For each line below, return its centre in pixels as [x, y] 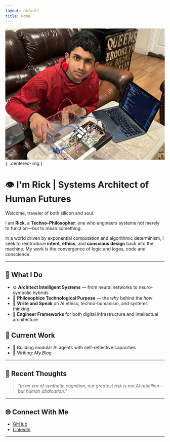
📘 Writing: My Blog [32, 353]
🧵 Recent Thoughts [36, 373]
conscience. [18, 254]
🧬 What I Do [24, 275]
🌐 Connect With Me [37, 412]
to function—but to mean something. [44, 228]
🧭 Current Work [30, 335]
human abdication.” [47, 391]
